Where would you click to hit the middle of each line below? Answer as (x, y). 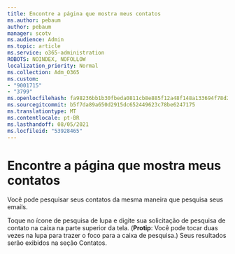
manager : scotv (29, 33)
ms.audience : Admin (36, 40)
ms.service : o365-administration (56, 53)
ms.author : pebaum (34, 20)
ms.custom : (23, 79)
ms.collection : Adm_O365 (43, 72)
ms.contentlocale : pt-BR (43, 118)
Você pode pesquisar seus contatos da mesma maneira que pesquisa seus (115, 199)
